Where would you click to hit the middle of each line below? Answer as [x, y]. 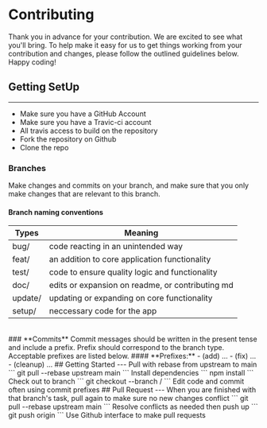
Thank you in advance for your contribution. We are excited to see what [126, 37]
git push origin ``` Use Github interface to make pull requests [107, 415]
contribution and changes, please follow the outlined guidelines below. [124, 53]
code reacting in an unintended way [116, 247]
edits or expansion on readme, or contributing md [141, 286]
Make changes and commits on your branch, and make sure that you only [128, 185]
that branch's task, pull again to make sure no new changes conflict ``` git [128, 399]
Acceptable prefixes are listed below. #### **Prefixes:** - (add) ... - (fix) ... [132, 356]
